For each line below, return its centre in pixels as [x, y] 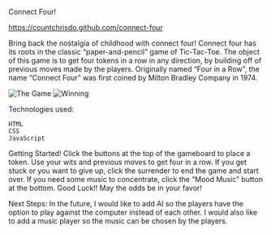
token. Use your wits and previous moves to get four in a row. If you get [128, 162]
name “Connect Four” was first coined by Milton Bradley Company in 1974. [133, 78]
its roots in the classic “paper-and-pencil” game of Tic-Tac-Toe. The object [134, 52]
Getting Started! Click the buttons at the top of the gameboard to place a [129, 153]
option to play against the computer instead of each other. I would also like [133, 212]
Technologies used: [41, 109]
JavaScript [27, 138]
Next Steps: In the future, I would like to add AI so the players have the [126, 204]
